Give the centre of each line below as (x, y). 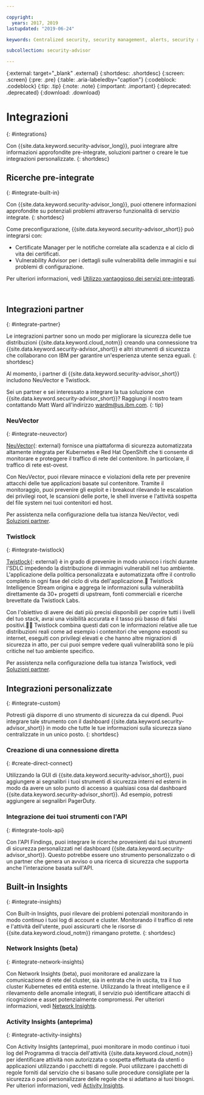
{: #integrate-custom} (33, 703)
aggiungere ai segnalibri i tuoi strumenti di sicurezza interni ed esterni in (97, 782)
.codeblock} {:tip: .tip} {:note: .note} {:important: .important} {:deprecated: (99, 86)
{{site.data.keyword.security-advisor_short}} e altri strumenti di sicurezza (98, 349)
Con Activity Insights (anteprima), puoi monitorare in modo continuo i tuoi (98, 1047)
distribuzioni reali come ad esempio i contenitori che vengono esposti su (97, 632)
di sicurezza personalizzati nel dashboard (58, 848)
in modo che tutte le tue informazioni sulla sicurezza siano (119, 728)
